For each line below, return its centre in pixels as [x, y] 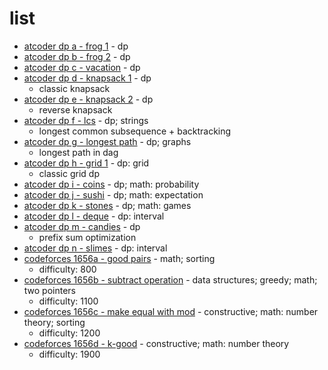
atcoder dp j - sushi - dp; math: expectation [113, 194]
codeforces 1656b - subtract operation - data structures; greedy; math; [170, 279]
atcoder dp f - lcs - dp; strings [86, 120]
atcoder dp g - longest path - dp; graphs [107, 141]
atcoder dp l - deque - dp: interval [94, 216]
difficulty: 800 [67, 269]
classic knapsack [74, 88]
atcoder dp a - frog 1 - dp [76, 46]
